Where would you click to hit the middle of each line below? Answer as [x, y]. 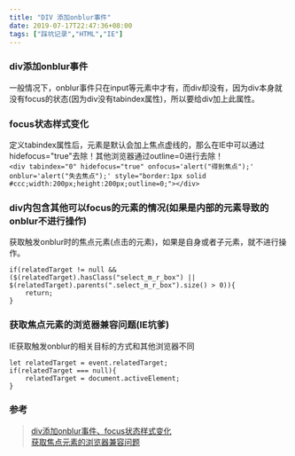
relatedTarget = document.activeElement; [102, 378]
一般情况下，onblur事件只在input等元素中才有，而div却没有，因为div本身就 [146, 87]
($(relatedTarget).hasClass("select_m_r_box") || [103, 278]
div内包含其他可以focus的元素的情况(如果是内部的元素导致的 [139, 208]
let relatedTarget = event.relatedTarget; [89, 363]
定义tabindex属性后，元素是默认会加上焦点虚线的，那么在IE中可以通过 [137, 145]
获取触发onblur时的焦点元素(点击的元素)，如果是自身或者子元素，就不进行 [144, 242]
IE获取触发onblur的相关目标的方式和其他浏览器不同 [102, 346]
